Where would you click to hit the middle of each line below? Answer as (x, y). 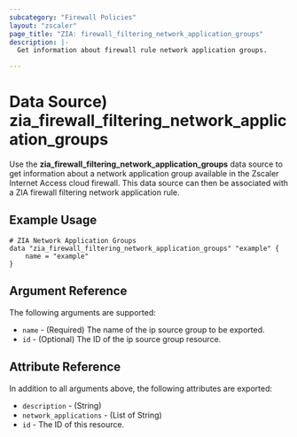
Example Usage (53, 220)
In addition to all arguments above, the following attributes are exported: (141, 388)
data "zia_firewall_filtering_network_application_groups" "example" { (144, 248)
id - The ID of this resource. (73, 424)
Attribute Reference (65, 367)
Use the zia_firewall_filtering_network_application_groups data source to (146, 164)
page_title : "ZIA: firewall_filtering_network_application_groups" (137, 34)
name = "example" (57, 256)
